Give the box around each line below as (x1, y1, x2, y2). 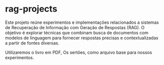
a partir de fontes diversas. (5, 40, 60, 46)
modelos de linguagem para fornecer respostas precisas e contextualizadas (5, 35, 159, 41)
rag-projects (5, 3, 58, 15)
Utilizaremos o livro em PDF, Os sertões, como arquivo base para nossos (5, 49, 152, 55)
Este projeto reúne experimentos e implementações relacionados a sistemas (5, 19, 159, 25)
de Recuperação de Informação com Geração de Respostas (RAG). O (5, 24, 145, 30)
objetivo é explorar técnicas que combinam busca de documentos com (5, 30, 148, 35)
